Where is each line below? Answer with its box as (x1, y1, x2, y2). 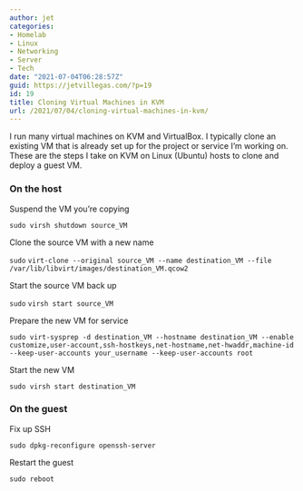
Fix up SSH (9, 423, 52, 434)
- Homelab (9, 30, 47, 39)
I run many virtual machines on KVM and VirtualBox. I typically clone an (9, 131, 277, 142)
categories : (9, 22, 54, 31)
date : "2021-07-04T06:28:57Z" (9, 73, 124, 82)
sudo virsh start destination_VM (9, 382, 136, 391)
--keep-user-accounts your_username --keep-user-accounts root (9, 349, 254, 358)
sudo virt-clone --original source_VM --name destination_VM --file (9, 256, 272, 265)
